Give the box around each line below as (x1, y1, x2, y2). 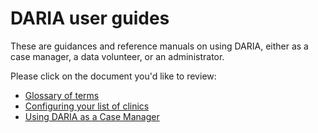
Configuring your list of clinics (24, 100, 150, 112)
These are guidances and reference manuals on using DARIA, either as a (10, 40, 309, 52)
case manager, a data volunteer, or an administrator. (10, 50, 225, 62)
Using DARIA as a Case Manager (24, 110, 160, 122)
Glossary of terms (24, 89, 100, 101)
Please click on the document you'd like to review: (10, 70, 217, 82)
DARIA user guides (10, 7, 170, 30)
